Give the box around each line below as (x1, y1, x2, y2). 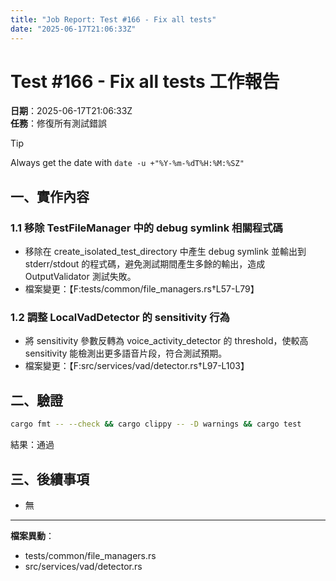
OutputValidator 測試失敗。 (24, 271, 137, 283)
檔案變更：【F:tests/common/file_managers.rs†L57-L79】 (24, 283, 260, 295)
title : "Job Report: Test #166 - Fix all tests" (10, 14, 217, 25)
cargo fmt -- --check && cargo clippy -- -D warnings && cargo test (10, 419, 302, 430)
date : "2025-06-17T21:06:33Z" (10, 24, 137, 34)
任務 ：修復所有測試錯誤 (10, 117, 107, 130)
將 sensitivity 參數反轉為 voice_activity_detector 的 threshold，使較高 (24, 335, 309, 347)
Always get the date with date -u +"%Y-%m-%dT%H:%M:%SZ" (10, 157, 245, 169)
